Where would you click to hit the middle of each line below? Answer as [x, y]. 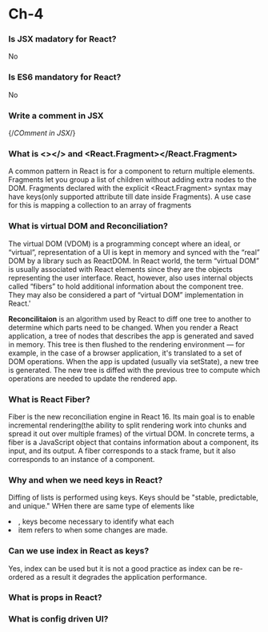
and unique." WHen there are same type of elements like [101, 506]
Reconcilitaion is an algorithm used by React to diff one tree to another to [130, 318]
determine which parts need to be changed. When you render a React [123, 327]
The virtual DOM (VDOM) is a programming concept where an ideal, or [124, 243]
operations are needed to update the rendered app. [93, 379]
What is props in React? [55, 598]
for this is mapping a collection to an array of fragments [100, 205]
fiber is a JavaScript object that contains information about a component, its [134, 442]
